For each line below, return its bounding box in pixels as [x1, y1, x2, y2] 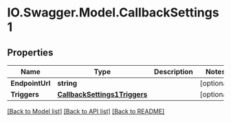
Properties [7, 47, 54, 58]
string [57, 79, 78, 88]
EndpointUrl [10, 79, 51, 88]
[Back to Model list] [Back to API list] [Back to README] [7, 108, 165, 115]
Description [153, 67, 194, 76]
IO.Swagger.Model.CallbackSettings [7, 5, 219, 21]
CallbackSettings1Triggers [57, 90, 148, 99]
